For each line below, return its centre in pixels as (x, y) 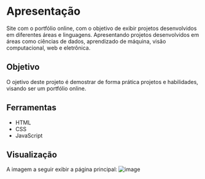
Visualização (32, 154)
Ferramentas (31, 108)
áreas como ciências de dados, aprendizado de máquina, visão (86, 41)
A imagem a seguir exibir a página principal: (62, 169)
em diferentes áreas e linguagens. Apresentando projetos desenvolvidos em (103, 34)
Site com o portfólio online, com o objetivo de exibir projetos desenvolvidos (102, 28)
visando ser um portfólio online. (46, 88)
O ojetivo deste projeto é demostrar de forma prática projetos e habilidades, (102, 82)
